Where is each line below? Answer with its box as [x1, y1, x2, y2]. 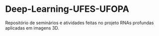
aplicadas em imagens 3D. [5, 25, 60, 31]
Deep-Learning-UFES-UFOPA [5, 3, 129, 15]
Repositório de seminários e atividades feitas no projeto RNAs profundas [5, 20, 154, 26]
